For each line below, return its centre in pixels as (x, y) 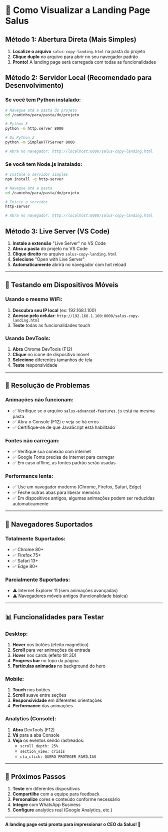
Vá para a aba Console (36, 735)
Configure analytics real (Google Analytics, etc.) (62, 810)
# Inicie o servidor (27, 202)
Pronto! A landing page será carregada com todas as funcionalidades (84, 62)
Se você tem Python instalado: (43, 100)
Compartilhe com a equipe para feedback (56, 794)
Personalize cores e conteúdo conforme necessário (66, 799)
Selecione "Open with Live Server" (48, 259)
